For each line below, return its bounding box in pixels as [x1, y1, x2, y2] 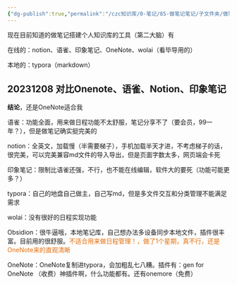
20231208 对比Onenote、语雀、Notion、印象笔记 [7, 83, 227, 95]
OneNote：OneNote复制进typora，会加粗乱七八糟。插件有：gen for [7, 261, 205, 269]
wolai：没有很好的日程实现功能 [7, 213, 97, 222]
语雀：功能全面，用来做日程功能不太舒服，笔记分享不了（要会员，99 [7, 118, 207, 127]
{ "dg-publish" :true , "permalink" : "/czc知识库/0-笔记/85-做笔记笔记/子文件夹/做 [7, 10, 229, 18]
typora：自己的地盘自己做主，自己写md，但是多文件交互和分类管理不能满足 [7, 190, 227, 198]
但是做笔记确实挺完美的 [28, 127, 97, 135]
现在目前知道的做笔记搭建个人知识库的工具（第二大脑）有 [7, 30, 174, 39]
